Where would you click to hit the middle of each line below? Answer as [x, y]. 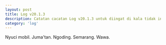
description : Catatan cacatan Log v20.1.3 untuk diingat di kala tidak [80, 19]
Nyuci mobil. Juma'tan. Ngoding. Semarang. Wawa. [58, 37]
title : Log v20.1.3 [25, 14]
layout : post [19, 10]
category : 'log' [22, 23]
